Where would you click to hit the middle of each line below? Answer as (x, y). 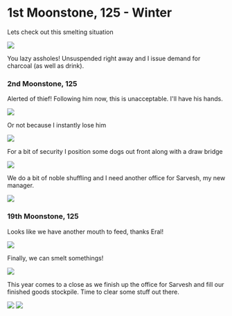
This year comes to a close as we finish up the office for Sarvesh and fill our (116, 284)
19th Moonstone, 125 (43, 216)
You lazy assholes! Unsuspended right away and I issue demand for (104, 58)
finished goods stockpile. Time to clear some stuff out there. (93, 292)
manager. (21, 186)
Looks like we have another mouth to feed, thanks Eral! (86, 231)
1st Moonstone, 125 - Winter (90, 13)
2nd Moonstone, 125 (42, 83)
